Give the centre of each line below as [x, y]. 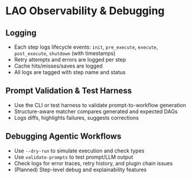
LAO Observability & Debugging [85, 11]
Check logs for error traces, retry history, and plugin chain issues [93, 163]
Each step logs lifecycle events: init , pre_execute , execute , [86, 47]
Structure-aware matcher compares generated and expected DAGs [96, 111]
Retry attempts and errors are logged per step [70, 60]
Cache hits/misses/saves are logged [58, 66]
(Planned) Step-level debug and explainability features [80, 170]
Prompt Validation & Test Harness [69, 91]
